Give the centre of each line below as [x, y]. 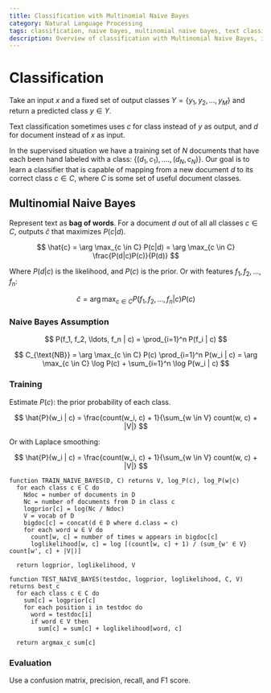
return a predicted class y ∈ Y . [60, 110]
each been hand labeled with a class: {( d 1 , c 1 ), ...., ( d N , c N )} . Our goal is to [129, 160]
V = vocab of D [49, 516]
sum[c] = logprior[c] [60, 600]
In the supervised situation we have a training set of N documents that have [134, 151]
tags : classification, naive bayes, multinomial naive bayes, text [125, 31]
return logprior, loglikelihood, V [76, 565]
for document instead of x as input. [67, 134]
